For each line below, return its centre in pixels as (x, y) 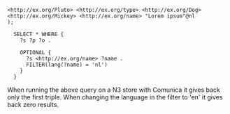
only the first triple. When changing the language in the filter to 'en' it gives (115, 97)
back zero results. (33, 105)
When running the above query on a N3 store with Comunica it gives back (114, 90)
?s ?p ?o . (36, 40)
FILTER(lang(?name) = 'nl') (67, 65)
